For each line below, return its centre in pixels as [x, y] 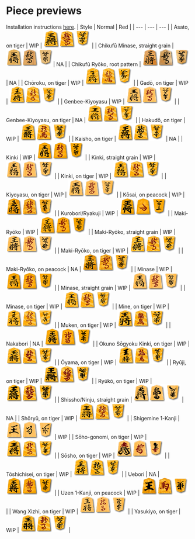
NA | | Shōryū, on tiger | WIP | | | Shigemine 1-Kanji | [93, 418]
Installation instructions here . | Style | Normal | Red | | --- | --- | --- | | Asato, [98, 27]
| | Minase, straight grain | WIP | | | [120, 288]
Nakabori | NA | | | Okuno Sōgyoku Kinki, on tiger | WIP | [98, 344]
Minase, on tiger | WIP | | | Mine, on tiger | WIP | [88, 306]
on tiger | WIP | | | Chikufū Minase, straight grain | [90, 46]
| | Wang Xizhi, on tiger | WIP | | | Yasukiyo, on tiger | [93, 511]
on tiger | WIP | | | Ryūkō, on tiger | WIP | [79, 381]
